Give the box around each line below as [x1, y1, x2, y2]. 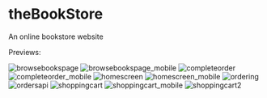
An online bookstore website [8, 32, 104, 41]
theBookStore [8, 5, 104, 23]
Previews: [8, 47, 41, 57]
